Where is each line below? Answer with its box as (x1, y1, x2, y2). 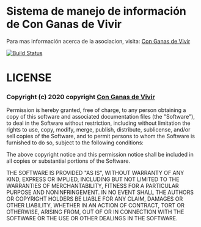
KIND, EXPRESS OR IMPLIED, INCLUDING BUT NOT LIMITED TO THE (6, 176, 180, 183)
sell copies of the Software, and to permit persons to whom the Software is (6, 133, 196, 140)
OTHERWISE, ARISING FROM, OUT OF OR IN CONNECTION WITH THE (6, 208, 185, 215)
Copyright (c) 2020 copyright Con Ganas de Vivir (6, 93, 155, 102)
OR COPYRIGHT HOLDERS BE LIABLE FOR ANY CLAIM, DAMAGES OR (6, 195, 183, 203)
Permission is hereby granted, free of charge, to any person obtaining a (6, 106, 186, 114)
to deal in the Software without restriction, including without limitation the (6, 119, 191, 127)
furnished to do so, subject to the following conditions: (6, 139, 144, 146)
